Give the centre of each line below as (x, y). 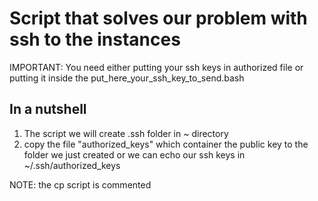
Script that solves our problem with (158, 18)
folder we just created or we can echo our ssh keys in (134, 154)
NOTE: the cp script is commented (80, 184)
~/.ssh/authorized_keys (72, 165)
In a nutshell (48, 109)
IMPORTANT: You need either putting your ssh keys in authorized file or (156, 67)
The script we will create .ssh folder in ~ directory (126, 133)
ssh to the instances (95, 39)
